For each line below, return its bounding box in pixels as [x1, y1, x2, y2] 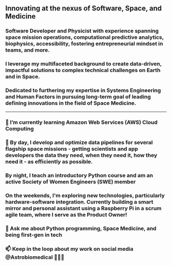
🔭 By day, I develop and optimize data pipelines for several [5, 139, 153, 146]
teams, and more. [5, 47, 50, 54]
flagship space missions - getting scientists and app [5, 145, 138, 152]
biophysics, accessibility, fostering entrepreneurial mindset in [5, 40, 163, 48]
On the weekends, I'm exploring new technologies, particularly [5, 192, 165, 199]
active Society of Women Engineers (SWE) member [5, 179, 136, 186]
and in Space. [5, 73, 40, 80]
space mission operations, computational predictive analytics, [5, 34, 164, 41]
